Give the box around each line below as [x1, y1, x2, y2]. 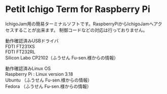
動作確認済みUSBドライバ [5, 38, 59, 44]
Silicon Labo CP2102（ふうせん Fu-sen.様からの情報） [5, 54, 118, 61]
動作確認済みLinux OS [5, 65, 51, 71]
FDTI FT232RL [5, 49, 35, 55]
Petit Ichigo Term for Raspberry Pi [5, 4, 150, 15]
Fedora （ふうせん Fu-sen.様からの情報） [5, 83, 92, 89]
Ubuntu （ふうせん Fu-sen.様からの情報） [5, 77, 93, 83]
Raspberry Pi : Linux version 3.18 [5, 71, 73, 77]
